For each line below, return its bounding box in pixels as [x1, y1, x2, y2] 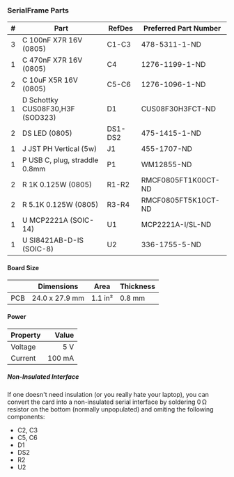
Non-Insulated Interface [7, 373, 79, 381]
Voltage [10, 342, 36, 352]
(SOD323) [22, 113, 57, 123]
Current [10, 353, 36, 363]
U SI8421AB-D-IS [22, 235, 84, 245]
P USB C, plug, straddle [22, 155, 99, 165]
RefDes [108, 24, 134, 33]
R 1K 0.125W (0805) [22, 180, 93, 189]
